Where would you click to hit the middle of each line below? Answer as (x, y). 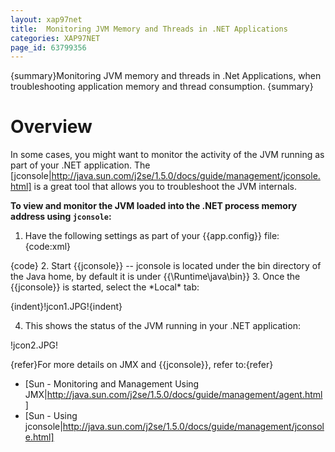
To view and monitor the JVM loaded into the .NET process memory (154, 206)
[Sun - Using (51, 416)
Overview (51, 127)
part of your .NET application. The (80, 165)
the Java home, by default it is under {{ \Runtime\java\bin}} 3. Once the (155, 277)
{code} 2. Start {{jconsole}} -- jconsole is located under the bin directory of (166, 266)
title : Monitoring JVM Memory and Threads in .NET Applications (149, 29)
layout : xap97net (46, 19)
